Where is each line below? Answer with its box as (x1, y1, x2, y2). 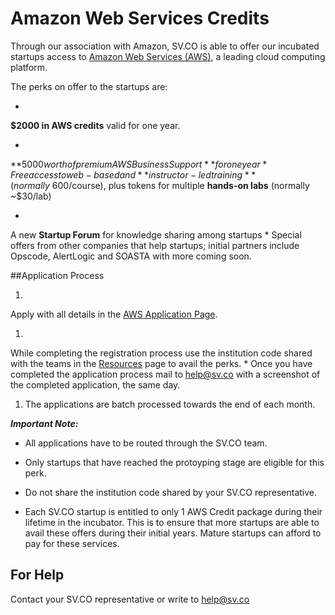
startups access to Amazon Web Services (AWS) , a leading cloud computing (10, 50, 326, 62)
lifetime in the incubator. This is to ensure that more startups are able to (24, 516, 320, 528)
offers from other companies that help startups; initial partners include (10, 239, 300, 251)
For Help (10, 567, 65, 584)
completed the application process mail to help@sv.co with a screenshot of (10, 368, 321, 380)
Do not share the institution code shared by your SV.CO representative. (24, 486, 318, 498)
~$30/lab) (10, 190, 52, 202)
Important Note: (10, 417, 79, 429)
